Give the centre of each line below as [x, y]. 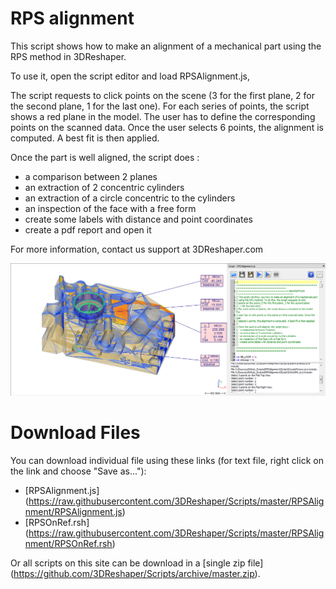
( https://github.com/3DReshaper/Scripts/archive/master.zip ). [135, 573]
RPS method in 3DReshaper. [68, 56]
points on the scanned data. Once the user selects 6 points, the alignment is [167, 127]
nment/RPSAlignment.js [73, 511]
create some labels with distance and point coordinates [138, 219]
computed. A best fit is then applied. [85, 138]
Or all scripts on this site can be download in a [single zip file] [137, 563]
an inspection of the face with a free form [110, 208]
